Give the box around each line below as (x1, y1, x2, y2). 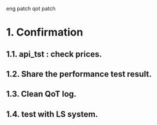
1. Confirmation (6, 26, 84, 39)
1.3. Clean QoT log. (6, 89, 77, 99)
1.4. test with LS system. (6, 109, 98, 119)
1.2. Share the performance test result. (6, 69, 152, 79)
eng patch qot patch (6, 5, 56, 12)
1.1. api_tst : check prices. (6, 49, 102, 59)
